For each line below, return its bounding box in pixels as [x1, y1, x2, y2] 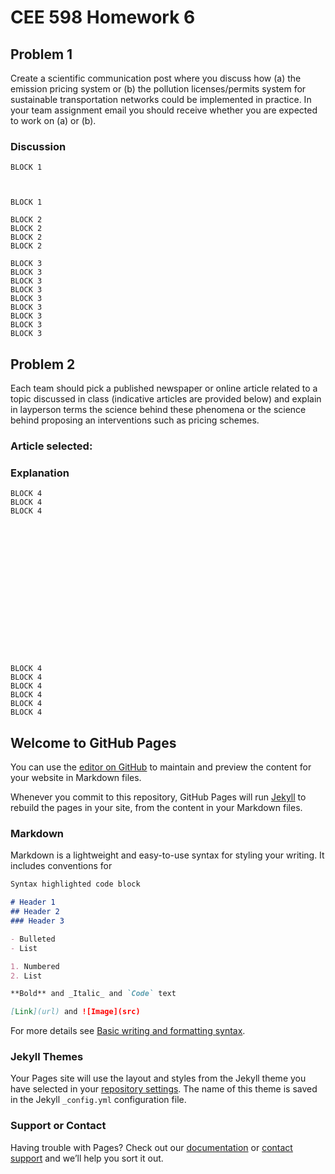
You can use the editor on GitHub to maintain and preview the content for [10, 761, 312, 773]
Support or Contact [10, 1119, 107, 1133]
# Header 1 [10, 897, 56, 908]
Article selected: [10, 439, 93, 453]
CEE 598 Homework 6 [10, 6, 196, 29]
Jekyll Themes [10, 1050, 84, 1064]
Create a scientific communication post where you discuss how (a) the [10, 72, 302, 84]
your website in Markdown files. [10, 772, 142, 784]
